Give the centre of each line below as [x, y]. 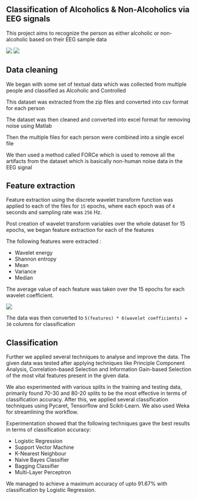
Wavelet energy [34, 253]
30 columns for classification [41, 324]
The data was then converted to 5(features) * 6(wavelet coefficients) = [97, 318]
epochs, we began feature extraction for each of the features [80, 230]
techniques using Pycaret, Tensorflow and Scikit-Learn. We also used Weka [98, 406]
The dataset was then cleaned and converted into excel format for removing [98, 119]
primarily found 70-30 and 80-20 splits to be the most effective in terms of [96, 393]
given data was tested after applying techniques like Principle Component [96, 363]
